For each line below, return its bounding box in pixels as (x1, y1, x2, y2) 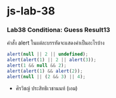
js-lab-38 (7, 4, 56, 18)
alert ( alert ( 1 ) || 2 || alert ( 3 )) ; (7, 57, 97, 63)
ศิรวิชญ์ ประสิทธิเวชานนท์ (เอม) (15, 84, 78, 91)
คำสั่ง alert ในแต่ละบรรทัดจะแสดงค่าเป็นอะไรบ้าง (7, 39, 105, 46)
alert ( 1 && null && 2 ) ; (7, 63, 67, 69)
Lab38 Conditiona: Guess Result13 (7, 26, 111, 34)
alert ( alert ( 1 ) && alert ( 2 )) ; (7, 68, 83, 75)
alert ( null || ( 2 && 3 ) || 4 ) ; (7, 73, 86, 79)
